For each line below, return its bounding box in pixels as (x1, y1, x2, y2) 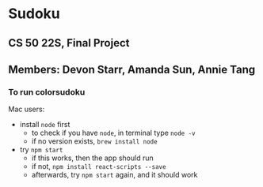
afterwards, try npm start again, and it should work (31, 170, 198, 180)
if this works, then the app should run (31, 153, 154, 163)
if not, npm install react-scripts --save (31, 162, 166, 171)
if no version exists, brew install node (31, 137, 158, 146)
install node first (19, 120, 71, 129)
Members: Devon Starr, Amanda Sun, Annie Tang (8, 62, 256, 76)
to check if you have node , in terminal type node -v (31, 128, 196, 138)
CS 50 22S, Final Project (8, 36, 130, 50)
